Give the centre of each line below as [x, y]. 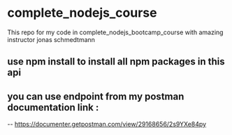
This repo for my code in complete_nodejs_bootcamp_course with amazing [115, 32]
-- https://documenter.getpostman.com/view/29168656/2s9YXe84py [107, 125]
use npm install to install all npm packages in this [116, 62]
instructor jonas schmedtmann [51, 39]
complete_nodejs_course [82, 13]
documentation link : [53, 107]
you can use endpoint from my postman [96, 96]
